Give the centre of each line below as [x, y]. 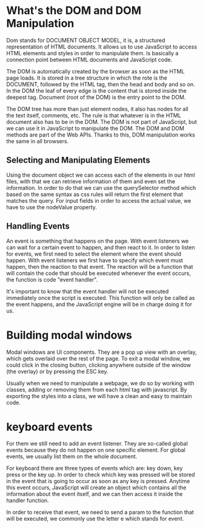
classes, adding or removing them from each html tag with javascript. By [97, 390]
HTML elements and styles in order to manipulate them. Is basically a [92, 53]
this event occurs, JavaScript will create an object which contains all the [96, 488]
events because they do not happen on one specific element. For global [96, 450]
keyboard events [49, 427]
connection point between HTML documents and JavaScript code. [89, 59]
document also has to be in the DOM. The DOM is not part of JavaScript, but [101, 121]
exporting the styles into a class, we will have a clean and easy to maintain [99, 396]
